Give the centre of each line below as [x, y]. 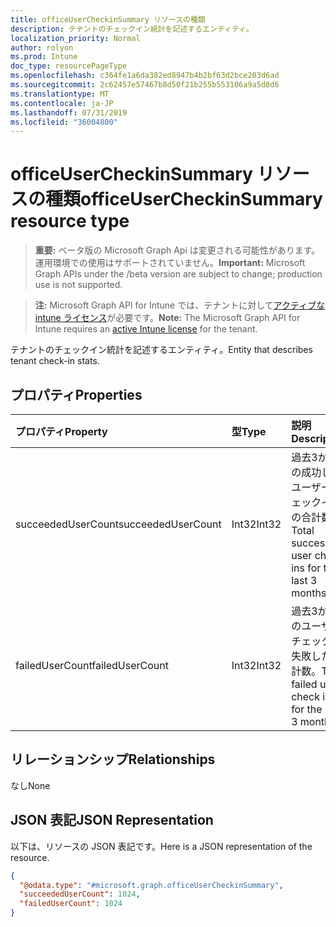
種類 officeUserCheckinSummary [184, 199]
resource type [70, 221]
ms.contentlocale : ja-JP [62, 103]
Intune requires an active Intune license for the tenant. [146, 329]
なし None [30, 785]
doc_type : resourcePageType [69, 66]
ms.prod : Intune [44, 57]
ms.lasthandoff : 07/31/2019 [69, 112]
